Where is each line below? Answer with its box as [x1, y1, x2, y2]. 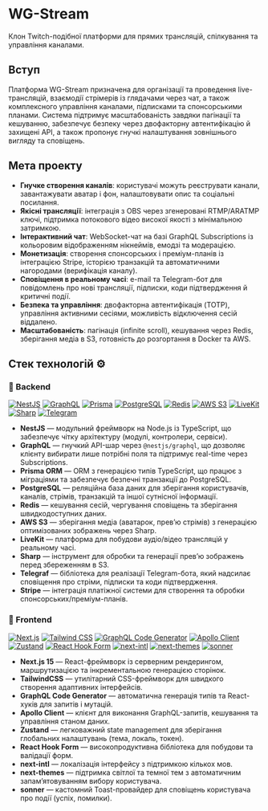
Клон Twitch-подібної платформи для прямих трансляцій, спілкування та [8, 31, 258, 41]
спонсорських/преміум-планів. [19, 594, 128, 604]
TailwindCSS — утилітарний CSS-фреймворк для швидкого [19, 674, 224, 683]
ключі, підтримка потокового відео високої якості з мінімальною [19, 214, 243, 224]
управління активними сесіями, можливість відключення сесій [19, 308, 238, 318]
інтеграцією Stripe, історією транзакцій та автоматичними [19, 257, 221, 267]
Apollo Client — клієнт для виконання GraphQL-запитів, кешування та [19, 707, 258, 717]
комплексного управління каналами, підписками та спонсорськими [8, 101, 242, 111]
